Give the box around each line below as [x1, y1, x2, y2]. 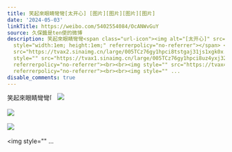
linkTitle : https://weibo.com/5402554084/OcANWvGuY [7, 23, 159, 30]
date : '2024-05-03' [7, 17, 64, 23]
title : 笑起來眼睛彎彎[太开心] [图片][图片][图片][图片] [7, 10, 155, 17]
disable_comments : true [7, 74, 76, 81]
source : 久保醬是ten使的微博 [7, 29, 83, 36]
